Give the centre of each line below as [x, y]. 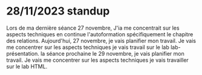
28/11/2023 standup [58, 11]
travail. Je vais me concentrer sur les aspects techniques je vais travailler [97, 60]
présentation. [23, 53]
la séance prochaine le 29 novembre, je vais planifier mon [112, 53]
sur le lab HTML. [27, 66]
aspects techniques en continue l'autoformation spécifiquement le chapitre [100, 34]
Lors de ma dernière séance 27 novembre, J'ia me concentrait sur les [93, 28]
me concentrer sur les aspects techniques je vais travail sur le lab [88, 47]
